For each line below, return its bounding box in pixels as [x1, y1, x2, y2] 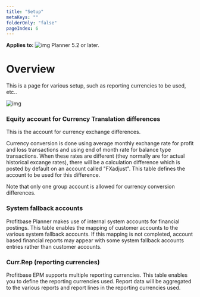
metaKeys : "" [6, 14, 39, 20]
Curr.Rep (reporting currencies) [6, 258, 100, 266]
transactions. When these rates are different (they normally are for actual [6, 152, 185, 160]
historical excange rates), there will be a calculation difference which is [6, 159, 180, 166]
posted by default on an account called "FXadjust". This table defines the [6, 165, 186, 173]
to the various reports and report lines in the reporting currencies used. [6, 284, 181, 292]
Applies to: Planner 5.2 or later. [6, 42, 100, 49]
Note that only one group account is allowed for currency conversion [6, 183, 175, 190]
